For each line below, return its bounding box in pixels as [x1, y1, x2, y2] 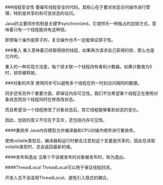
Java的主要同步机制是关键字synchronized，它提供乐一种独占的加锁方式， [5, 21, 152, 26]
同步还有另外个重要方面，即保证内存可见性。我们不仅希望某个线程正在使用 [5, 90, 154, 96]
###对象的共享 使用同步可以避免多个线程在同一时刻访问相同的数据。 [5, 80, 142, 86]
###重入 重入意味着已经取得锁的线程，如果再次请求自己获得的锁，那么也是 [5, 48, 155, 53]
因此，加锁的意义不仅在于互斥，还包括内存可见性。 [5, 117, 107, 123]
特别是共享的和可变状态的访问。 [13, 10, 78, 16]
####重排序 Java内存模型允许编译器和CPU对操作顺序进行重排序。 [5, 128, 138, 133]
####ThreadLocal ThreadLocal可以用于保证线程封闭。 [5, 165, 114, 170]
